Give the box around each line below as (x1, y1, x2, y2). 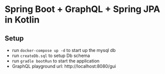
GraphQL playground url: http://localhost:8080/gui (12, 63, 116, 69)
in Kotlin (5, 14, 40, 25)
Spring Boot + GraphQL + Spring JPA (5, 3, 160, 15)
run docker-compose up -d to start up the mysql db (12, 47, 116, 53)
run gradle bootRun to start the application (12, 58, 100, 63)
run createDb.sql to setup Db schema (12, 52, 90, 58)
